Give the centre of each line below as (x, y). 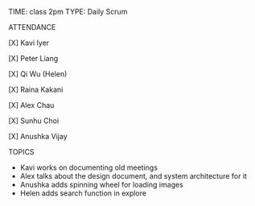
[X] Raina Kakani (36, 89)
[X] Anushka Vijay (38, 136)
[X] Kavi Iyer (29, 43)
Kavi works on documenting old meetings (89, 167)
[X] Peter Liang (33, 58)
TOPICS (21, 152)
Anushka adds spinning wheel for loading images (101, 185)
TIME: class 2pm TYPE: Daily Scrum (68, 12)
